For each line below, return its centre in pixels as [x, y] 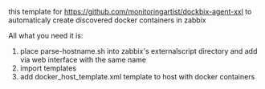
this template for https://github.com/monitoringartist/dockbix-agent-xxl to [130, 12]
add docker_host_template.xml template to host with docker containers [137, 77]
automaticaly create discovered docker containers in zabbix [107, 20]
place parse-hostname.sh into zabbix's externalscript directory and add [139, 51]
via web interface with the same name [83, 60]
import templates [48, 68]
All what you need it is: [46, 36]
